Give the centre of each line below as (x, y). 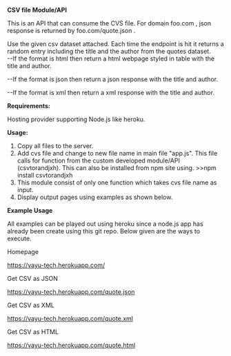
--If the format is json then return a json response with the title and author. (113, 79)
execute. (20, 238)
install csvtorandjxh (45, 175)
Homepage (23, 252)
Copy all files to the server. (55, 146)
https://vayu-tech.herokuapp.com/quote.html (71, 345)
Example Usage (30, 210)
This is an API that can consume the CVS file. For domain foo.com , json (109, 23)
